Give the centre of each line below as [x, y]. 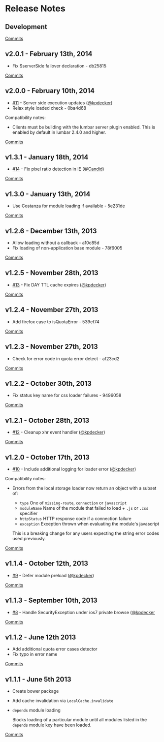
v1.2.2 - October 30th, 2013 [49, 384]
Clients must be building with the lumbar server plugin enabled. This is [84, 127]
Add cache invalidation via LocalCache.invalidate [63, 701]
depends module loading [36, 710]
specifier [29, 513]
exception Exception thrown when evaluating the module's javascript [89, 524]
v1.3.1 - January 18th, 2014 [47, 157]
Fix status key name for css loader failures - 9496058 [67, 395]
